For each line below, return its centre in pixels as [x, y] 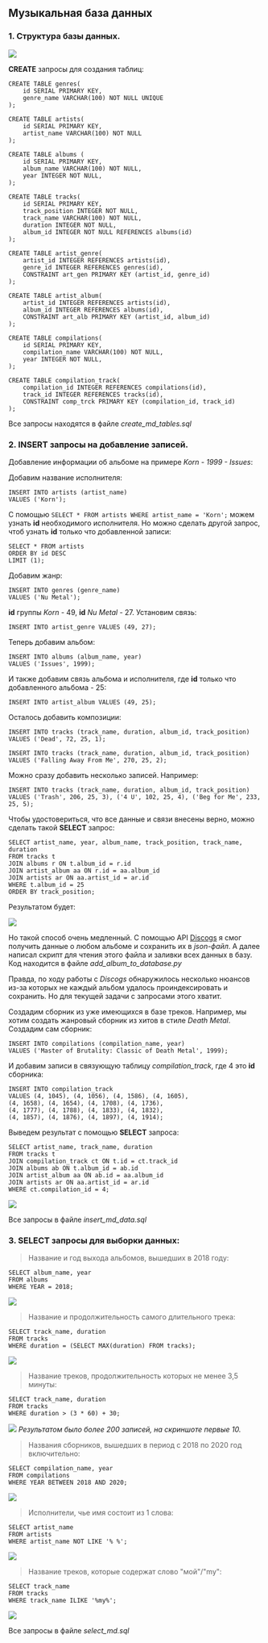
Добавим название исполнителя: [66, 477]
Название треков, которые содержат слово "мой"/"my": [125, 1572]
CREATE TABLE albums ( [46, 154]
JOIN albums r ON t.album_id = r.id [70, 863]
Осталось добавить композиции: [65, 717]
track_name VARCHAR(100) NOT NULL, [82, 218]
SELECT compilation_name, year [61, 1469]
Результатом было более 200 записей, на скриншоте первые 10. [130, 1430]
